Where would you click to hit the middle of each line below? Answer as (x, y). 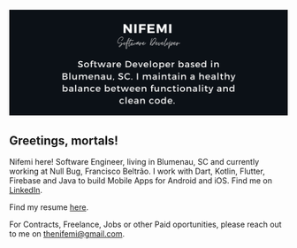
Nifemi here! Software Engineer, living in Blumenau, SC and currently (134, 162)
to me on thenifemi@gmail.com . (67, 234)
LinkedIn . (26, 190)
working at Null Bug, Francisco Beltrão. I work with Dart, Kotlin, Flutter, (137, 171)
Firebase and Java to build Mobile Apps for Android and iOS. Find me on (141, 181)
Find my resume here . (49, 207)
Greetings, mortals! (64, 140)
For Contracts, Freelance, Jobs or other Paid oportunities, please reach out (145, 225)
